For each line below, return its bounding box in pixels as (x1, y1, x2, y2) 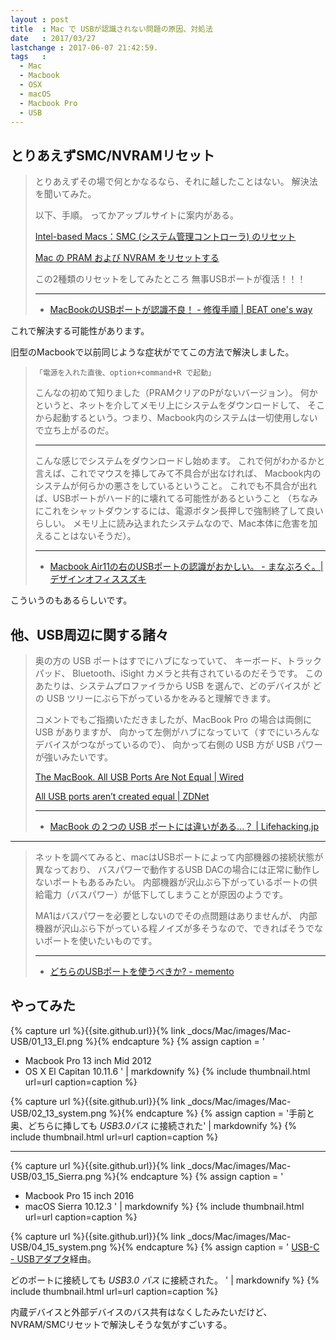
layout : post (10, 14, 70, 25)
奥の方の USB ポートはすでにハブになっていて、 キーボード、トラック (34, 655, 322, 666)
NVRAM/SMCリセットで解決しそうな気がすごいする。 (10, 1318, 233, 1330)
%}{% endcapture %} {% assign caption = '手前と (108, 1107, 316, 1119)
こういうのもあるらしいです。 (10, 594, 133, 606)
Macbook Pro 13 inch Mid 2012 (24, 1054, 152, 1066)
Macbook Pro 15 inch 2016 (24, 1189, 135, 1201)
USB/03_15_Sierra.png (10, 1170, 102, 1182)
